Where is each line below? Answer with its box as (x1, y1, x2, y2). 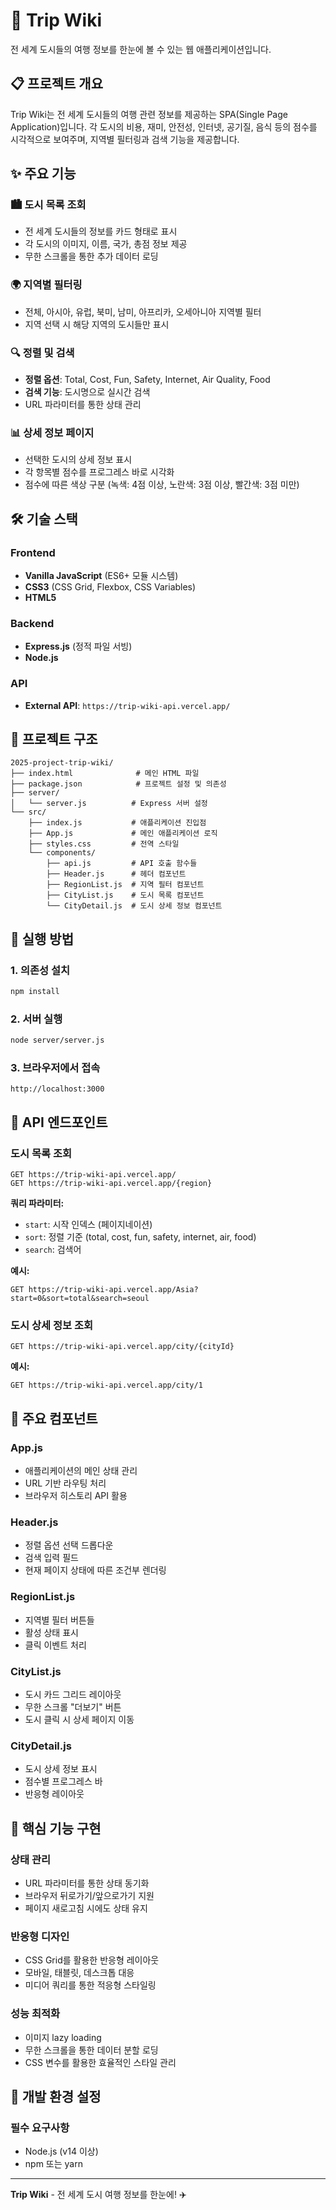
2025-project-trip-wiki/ (10, 758, 114, 768)
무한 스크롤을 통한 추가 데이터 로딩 (24, 250, 159, 263)
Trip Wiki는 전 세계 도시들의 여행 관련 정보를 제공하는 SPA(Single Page (10, 108, 288, 120)
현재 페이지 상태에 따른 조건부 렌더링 (24, 1564, 167, 1576)
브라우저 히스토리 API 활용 (24, 1490, 128, 1502)
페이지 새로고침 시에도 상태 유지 (24, 1902, 148, 1914)
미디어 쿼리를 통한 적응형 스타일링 (24, 1979, 157, 1991)
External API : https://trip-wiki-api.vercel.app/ (24, 699, 231, 711)
